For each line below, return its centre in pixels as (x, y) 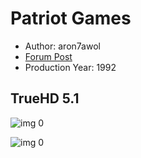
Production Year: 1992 (70, 67)
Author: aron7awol (62, 46)
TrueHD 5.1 (45, 98)
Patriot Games (71, 18)
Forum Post (48, 56)
